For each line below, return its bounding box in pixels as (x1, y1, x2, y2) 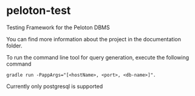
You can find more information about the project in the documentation (6, 35, 181, 43)
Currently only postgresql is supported (6, 83, 103, 90)
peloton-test (6, 4, 71, 18)
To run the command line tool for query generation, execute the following (6, 53, 190, 61)
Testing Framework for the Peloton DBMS (6, 24, 111, 31)
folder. (6, 42, 22, 49)
